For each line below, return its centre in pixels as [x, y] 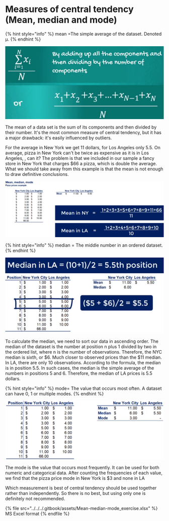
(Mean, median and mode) [61, 20]
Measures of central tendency [70, 9]
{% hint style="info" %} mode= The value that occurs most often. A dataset [83, 388]
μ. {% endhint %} [23, 39]
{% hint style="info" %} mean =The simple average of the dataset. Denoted [83, 34]
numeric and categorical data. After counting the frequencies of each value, [84, 473]
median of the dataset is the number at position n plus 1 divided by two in [81, 346]
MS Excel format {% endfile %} [37, 513]
